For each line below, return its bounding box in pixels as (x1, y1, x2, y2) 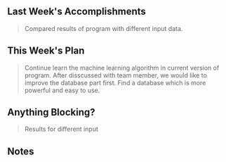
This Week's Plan (7, 45, 85, 57)
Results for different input (24, 125, 98, 133)
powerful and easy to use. (24, 86, 100, 94)
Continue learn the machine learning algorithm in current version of (24, 63, 220, 72)
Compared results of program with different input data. (24, 24, 183, 32)
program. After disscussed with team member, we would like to (24, 70, 207, 80)
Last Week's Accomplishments (7, 6, 146, 18)
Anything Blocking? (7, 106, 96, 118)
